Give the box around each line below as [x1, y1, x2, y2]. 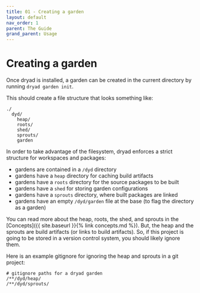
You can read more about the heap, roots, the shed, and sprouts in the [6, 216, 179, 223]
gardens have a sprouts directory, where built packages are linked [14, 191, 178, 199]
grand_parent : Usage [6, 31, 58, 37]
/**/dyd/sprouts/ [6, 281, 50, 287]
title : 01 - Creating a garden [6, 8, 84, 15]
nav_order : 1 [6, 20, 39, 26]
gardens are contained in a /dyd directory [14, 166, 117, 173]
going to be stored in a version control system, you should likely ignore [6, 234, 180, 242]
